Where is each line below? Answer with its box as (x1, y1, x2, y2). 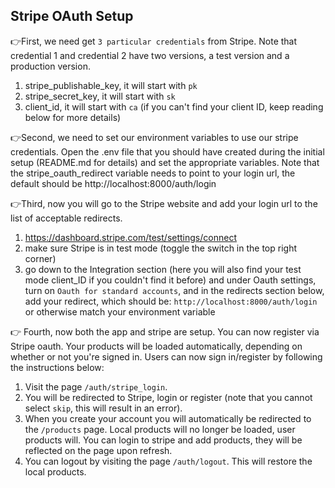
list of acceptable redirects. (10, 212, 123, 224)
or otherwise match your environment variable (24, 305, 216, 318)
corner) (24, 252, 57, 264)
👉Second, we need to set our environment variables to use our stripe (10, 131, 299, 143)
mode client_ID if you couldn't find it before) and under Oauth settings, (24, 274, 317, 286)
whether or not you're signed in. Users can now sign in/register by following (10, 350, 323, 363)
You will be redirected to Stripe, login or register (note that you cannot (24, 391, 313, 403)
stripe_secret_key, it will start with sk (24, 90, 176, 102)
